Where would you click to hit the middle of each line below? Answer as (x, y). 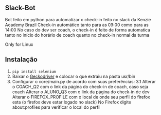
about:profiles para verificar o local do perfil (56, 107)
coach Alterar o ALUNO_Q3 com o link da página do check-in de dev (81, 92)
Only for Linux (19, 44)
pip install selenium (34, 72)
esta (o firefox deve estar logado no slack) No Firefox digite (72, 102)
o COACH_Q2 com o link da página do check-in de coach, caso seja (80, 86)
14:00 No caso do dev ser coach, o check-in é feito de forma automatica (78, 30)
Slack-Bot (20, 8)
